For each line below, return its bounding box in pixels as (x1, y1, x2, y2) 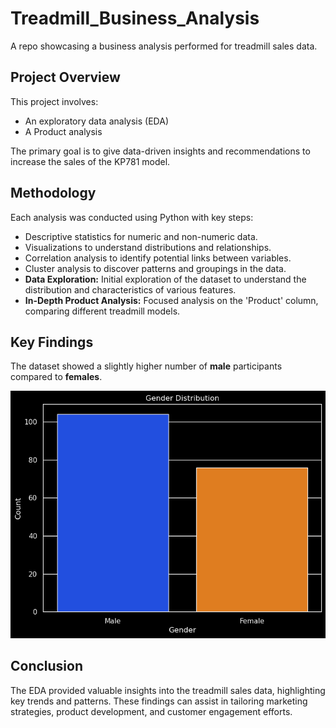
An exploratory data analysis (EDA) (24, 115, 169, 127)
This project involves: (10, 95, 99, 107)
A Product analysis (24, 125, 103, 137)
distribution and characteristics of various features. (24, 283, 237, 296)
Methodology (10, 185, 97, 202)
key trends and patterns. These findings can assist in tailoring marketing (10, 695, 308, 707)
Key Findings (10, 333, 94, 351)
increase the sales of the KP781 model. (10, 155, 171, 167)
